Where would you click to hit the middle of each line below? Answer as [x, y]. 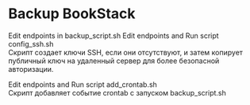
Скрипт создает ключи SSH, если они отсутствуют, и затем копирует [126, 52]
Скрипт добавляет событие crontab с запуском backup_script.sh [117, 92]
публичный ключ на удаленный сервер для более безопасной [114, 61]
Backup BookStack [72, 14]
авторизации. [31, 69]
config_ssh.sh [31, 43]
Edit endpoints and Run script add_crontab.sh [83, 84]
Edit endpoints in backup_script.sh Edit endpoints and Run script [114, 36]
